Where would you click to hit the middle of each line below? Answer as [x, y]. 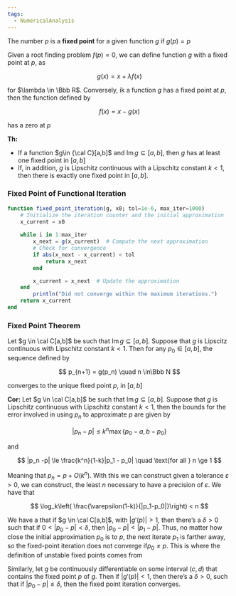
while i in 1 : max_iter [54, 235]
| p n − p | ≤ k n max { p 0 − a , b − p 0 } [119, 431]
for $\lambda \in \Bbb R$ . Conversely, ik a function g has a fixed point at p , [117, 90]
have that [21, 492]
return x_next [66, 261]
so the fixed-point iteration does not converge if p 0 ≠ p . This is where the [114, 547]
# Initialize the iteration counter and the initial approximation [122, 215]
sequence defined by [38, 358]
